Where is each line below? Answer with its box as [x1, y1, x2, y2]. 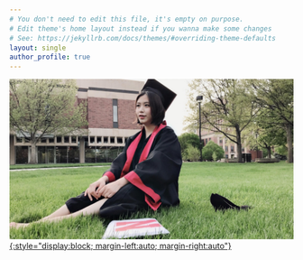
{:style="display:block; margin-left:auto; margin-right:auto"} [9, 240, 232, 251]
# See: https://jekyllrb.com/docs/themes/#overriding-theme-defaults [9, 33, 277, 42]
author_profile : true [9, 52, 91, 62]
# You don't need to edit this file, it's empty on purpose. [9, 14, 244, 23]
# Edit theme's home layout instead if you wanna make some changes [9, 23, 272, 33]
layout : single [9, 43, 67, 52]
